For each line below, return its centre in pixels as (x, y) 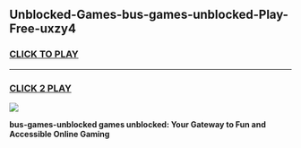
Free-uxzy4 (43, 29)
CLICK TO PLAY (44, 55)
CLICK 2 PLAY (40, 88)
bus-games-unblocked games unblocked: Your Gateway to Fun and (138, 124)
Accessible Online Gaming (60, 134)
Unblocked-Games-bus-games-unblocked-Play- (149, 15)
